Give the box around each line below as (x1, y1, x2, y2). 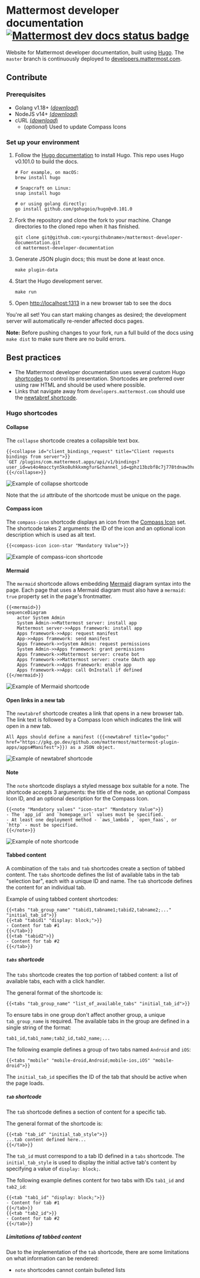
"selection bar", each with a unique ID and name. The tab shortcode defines (6, 877, 193, 885)
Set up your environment (6, 138, 80, 146)
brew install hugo (14, 175, 61, 181)
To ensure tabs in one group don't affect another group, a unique (6, 1011, 165, 1018)
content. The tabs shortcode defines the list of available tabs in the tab (6, 871, 180, 878)
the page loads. (6, 1080, 45, 1087)
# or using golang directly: (14, 201, 87, 207)
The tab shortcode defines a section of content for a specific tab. (6, 1108, 167, 1115)
